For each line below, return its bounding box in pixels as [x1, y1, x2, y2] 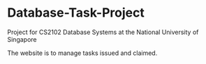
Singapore [7, 35, 37, 43]
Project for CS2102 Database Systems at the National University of [7, 28, 199, 36]
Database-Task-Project [7, 5, 145, 21]
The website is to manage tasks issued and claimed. [7, 49, 158, 57]
